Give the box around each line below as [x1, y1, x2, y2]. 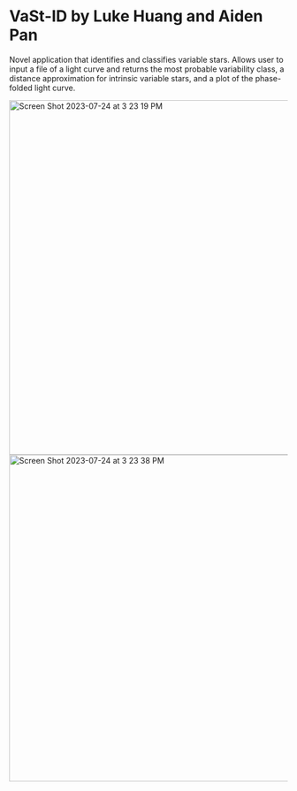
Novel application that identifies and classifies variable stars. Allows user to [9, 54, 285, 65]
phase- [255, 73, 281, 83]
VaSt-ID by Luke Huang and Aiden [9, 6, 263, 27]
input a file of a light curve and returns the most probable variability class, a [9, 64, 285, 74]
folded [9, 82, 33, 93]
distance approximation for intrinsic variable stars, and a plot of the [9, 73, 254, 83]
